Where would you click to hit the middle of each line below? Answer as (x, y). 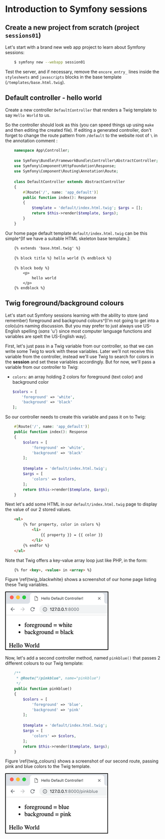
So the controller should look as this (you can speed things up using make (80, 125)
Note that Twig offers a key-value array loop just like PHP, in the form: (76, 560)
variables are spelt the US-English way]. (46, 336)
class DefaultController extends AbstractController (70, 182)
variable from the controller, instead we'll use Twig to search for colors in (80, 356)
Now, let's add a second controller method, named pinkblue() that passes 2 (83, 658)
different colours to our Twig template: (44, 663)
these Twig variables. (27, 585)
